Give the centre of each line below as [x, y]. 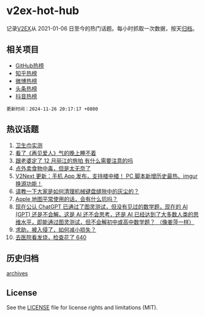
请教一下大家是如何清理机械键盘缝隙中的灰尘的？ [77, 191]
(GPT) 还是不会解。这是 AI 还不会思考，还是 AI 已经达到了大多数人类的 [104, 214]
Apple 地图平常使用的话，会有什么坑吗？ [67, 199]
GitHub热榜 [29, 66]
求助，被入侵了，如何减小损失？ [56, 229]
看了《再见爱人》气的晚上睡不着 [56, 153]
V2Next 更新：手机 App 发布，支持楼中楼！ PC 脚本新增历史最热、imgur [106, 176]
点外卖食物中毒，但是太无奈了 [53, 168]
